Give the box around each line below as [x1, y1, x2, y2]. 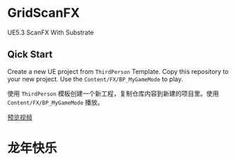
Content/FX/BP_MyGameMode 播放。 [7, 98, 104, 106]
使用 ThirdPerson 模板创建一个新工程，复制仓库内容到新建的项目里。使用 [7, 89, 219, 98]
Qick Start [7, 49, 53, 60]
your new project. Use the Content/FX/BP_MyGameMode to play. [7, 75, 184, 83]
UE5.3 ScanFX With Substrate [7, 28, 94, 37]
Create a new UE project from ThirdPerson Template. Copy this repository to [7, 67, 229, 75]
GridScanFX [7, 5, 80, 21]
